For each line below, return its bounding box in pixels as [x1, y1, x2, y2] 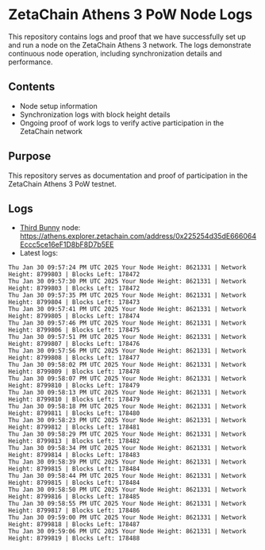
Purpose [8, 149, 52, 163]
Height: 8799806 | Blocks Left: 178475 [8, 326, 140, 334]
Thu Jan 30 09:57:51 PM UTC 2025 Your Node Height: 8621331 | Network [8, 333, 247, 341]
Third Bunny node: [19, 223, 81, 233]
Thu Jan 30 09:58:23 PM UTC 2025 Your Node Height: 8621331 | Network [8, 417, 247, 425]
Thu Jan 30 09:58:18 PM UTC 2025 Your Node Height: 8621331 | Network [8, 402, 247, 410]
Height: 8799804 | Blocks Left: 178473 [8, 298, 140, 306]
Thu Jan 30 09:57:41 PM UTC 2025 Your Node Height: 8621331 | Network [8, 306, 247, 313]
